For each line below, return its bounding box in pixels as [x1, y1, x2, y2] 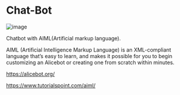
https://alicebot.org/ [6, 70, 55, 77]
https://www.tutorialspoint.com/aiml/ [6, 81, 96, 89]
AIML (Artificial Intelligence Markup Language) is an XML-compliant [6, 46, 172, 53]
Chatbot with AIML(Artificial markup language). [6, 34, 121, 42]
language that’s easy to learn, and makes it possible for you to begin [6, 52, 173, 59]
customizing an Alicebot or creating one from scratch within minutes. [6, 59, 175, 66]
